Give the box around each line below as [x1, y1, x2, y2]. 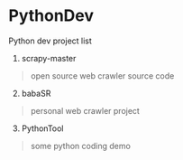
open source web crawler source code [30, 70, 175, 81]
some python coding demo [30, 140, 132, 151]
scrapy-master [21, 52, 77, 63]
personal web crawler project [30, 105, 141, 116]
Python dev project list [8, 35, 92, 46]
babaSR [21, 88, 51, 99]
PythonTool [21, 123, 64, 134]
